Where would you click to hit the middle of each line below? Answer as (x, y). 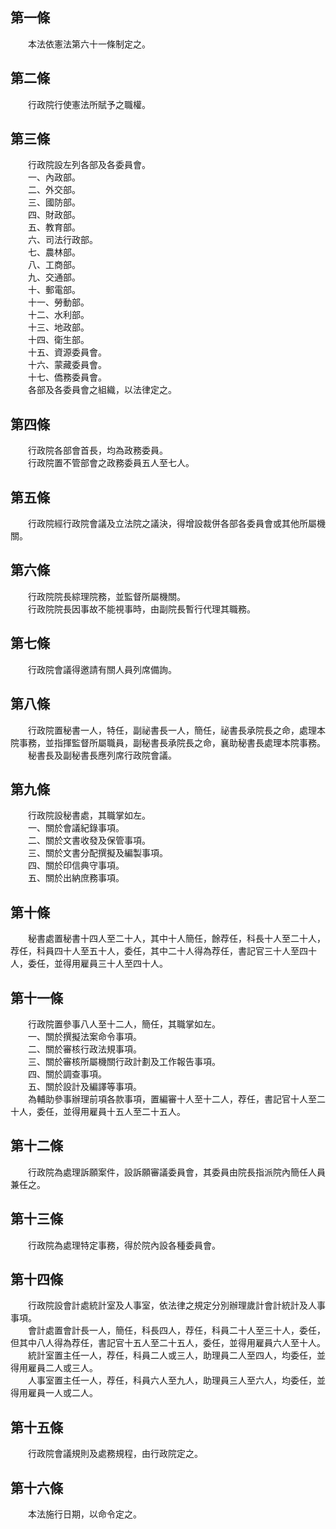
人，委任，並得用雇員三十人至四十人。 (89, 964)
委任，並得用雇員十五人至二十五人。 (111, 1111)
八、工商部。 (54, 265)
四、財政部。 (54, 215)
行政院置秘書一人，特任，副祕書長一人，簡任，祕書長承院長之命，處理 (172, 730)
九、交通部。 (54, 277)
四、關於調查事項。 (67, 1074)
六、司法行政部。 (62, 240)
